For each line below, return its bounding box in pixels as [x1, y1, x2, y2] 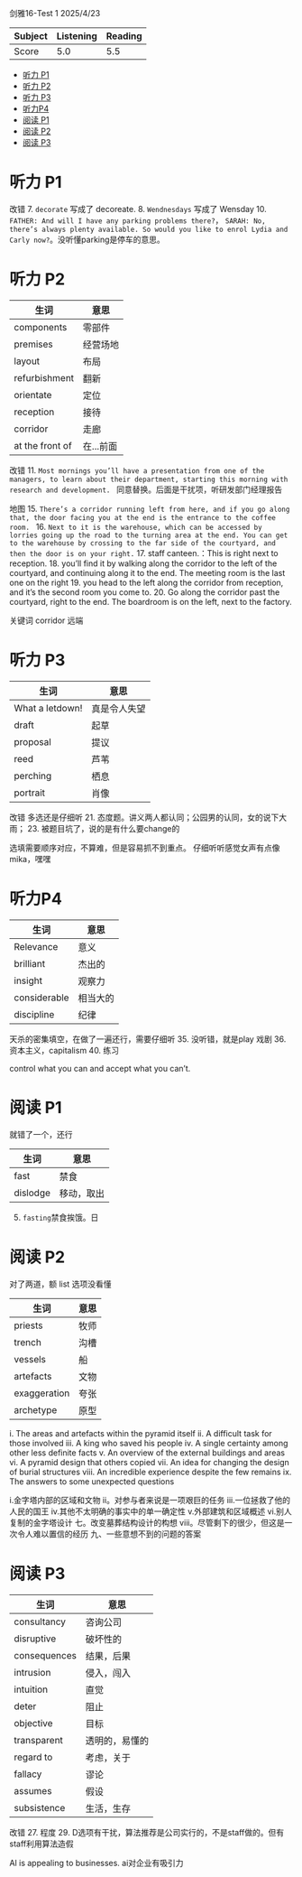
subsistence [14, 1801, 66, 1814]
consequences [14, 1649, 77, 1661]
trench [14, 1335, 42, 1348]
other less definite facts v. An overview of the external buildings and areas [9, 1447, 286, 1458]
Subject [14, 30, 48, 42]
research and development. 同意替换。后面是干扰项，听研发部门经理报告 [9, 484, 283, 495]
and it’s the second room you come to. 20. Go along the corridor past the [9, 586, 280, 598]
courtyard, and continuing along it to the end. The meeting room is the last [9, 567, 286, 578]
